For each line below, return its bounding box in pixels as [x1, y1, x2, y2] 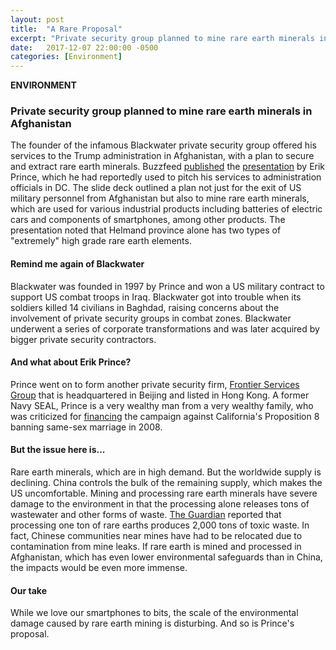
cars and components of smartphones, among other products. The [10, 214, 286, 226]
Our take [10, 584, 47, 596]
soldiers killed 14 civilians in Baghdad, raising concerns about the [10, 301, 280, 313]
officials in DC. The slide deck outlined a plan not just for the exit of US [10, 182, 302, 194]
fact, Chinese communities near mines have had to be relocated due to [10, 530, 303, 542]
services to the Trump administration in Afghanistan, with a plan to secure [10, 150, 315, 162]
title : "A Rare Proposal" [10, 24, 123, 34]
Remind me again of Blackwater [10, 258, 145, 270]
